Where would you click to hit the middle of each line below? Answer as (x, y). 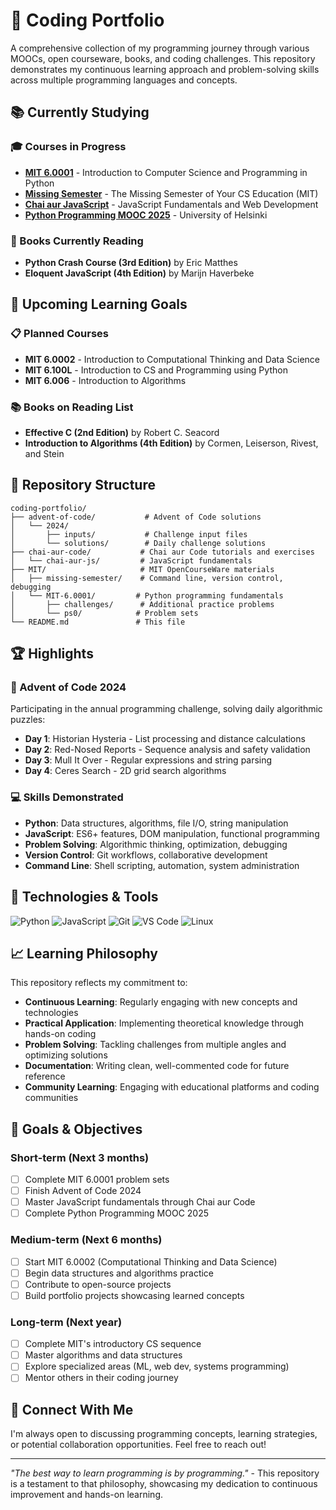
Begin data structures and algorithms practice (119, 1273)
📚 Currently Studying (80, 112)
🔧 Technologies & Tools (84, 897)
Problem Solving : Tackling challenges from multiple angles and (155, 1045)
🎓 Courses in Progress (68, 147)
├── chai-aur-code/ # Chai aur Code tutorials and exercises (162, 552)
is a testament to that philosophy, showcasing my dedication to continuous (164, 1484)
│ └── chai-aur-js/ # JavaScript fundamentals (131, 560)
